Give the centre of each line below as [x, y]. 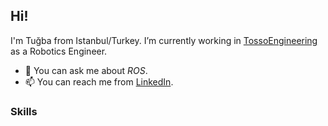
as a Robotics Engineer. [59, 51]
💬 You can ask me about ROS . [86, 70]
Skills [24, 111]
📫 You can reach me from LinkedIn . [99, 81]
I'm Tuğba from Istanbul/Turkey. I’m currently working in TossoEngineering [164, 40]
